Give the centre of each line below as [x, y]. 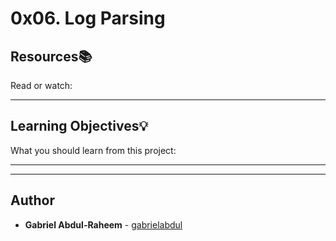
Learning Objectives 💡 [79, 126]
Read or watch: [41, 85]
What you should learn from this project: [93, 150]
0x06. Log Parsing [88, 18]
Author [32, 200]
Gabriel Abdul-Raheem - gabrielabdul [103, 224]
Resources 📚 [51, 56]
